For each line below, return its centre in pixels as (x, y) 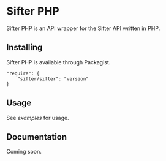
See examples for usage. (38, 118)
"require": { (23, 73)
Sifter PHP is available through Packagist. (58, 62)
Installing (25, 47)
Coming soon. (24, 152)
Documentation (37, 137)
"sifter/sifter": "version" (53, 79)
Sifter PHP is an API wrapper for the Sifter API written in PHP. (83, 28)
